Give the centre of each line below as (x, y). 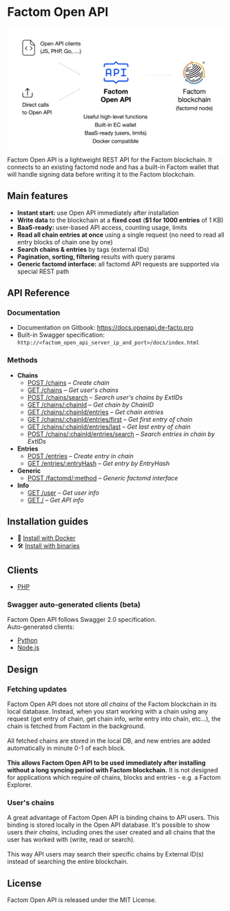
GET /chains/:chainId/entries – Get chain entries (95, 412)
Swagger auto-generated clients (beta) (74, 605)
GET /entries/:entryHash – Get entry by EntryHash (98, 463)
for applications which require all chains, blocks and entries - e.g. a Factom (114, 778)
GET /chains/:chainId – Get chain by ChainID (91, 404)
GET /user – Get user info (63, 492)
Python (27, 640)
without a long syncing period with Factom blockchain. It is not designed (113, 770)
